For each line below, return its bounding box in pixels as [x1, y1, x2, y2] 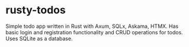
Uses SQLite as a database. [5, 35, 73, 42]
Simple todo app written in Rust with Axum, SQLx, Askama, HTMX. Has [5, 23, 179, 30]
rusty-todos [5, 3, 66, 17]
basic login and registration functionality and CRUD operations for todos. [5, 28, 183, 35]
